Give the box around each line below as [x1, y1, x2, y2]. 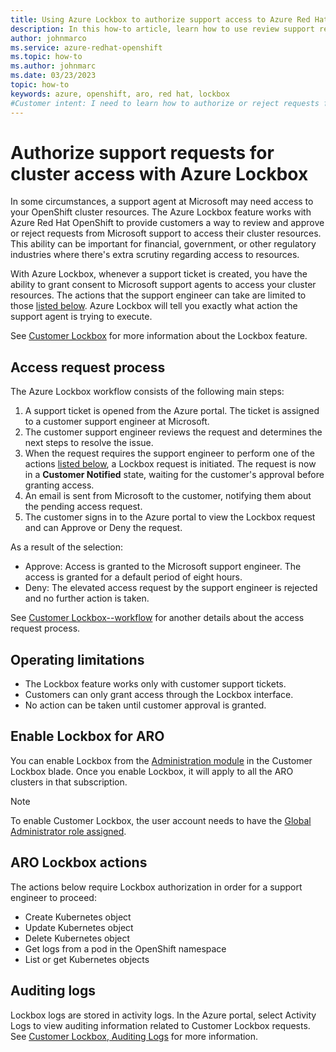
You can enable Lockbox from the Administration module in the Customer [10, 754, 313, 766]
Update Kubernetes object [24, 921, 134, 933]
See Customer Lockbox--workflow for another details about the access [10, 612, 305, 624]
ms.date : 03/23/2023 [10, 71, 97, 81]
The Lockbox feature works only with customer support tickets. [24, 678, 287, 690]
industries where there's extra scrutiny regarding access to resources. [10, 249, 300, 261]
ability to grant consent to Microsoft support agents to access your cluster [10, 279, 317, 291]
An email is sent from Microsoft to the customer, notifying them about [24, 490, 312, 502]
